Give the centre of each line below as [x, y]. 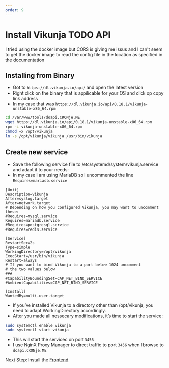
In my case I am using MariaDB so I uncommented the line [73, 175]
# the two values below [30, 269]
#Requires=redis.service [31, 229]
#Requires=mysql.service [31, 216]
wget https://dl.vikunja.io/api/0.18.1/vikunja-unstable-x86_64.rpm [79, 122]
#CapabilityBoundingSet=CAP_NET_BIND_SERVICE [54, 278]
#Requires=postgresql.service [37, 225]
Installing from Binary [40, 76]
